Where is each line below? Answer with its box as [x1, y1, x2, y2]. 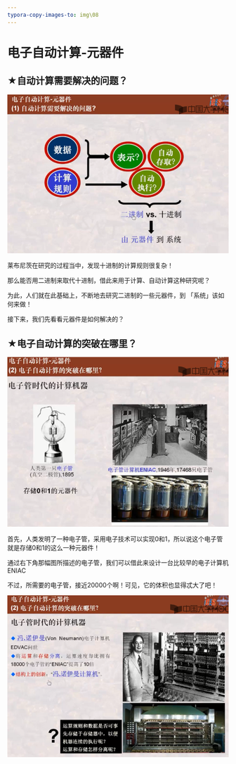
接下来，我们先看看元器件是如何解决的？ [7, 315, 124, 324]
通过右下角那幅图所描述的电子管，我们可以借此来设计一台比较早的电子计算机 [7, 558, 229, 566]
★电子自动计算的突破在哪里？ [7, 338, 137, 350]
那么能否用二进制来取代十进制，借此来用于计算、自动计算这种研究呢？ [7, 276, 211, 285]
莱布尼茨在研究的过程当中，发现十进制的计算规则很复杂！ [7, 261, 173, 270]
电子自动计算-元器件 [7, 44, 124, 61]
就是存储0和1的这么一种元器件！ [7, 543, 100, 552]
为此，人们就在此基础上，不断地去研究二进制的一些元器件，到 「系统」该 [7, 291, 218, 300]
